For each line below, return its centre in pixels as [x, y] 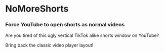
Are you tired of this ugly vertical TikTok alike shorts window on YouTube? [82, 35]
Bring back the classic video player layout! [49, 45]
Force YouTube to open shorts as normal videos [65, 25]
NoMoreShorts [37, 9]
